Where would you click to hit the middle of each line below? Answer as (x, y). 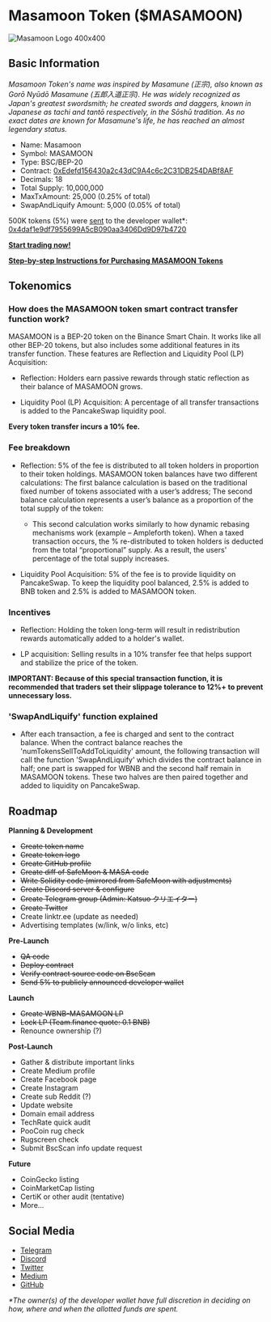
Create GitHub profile (55, 863)
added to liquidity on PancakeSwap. (80, 786)
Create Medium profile (57, 1071)
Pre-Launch (29, 941)
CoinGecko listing (49, 1180)
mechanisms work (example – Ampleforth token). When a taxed (138, 532)
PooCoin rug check (52, 1131)
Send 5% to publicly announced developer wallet (102, 982)
